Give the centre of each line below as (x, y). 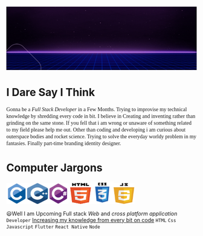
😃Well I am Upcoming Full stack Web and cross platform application (92, 213)
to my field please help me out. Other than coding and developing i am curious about (96, 129)
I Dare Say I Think (51, 93)
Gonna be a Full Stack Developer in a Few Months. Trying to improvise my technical (97, 109)
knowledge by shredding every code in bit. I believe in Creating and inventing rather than (101, 116)
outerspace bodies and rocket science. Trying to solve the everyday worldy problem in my (101, 136)
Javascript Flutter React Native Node (53, 227)
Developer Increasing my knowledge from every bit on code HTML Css (91, 220)
